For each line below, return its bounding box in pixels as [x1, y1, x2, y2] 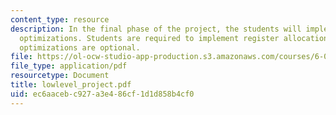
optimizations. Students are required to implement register [19, 33, 280, 43]
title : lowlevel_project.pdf [10, 80, 132, 90]
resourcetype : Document [10, 71, 110, 81]
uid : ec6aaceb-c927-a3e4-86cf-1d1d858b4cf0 [10, 89, 195, 99]
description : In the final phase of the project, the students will [10, 24, 302, 34]
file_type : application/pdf [10, 61, 128, 71]
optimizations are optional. [19, 42, 141, 53]
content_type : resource [10, 14, 110, 25]
